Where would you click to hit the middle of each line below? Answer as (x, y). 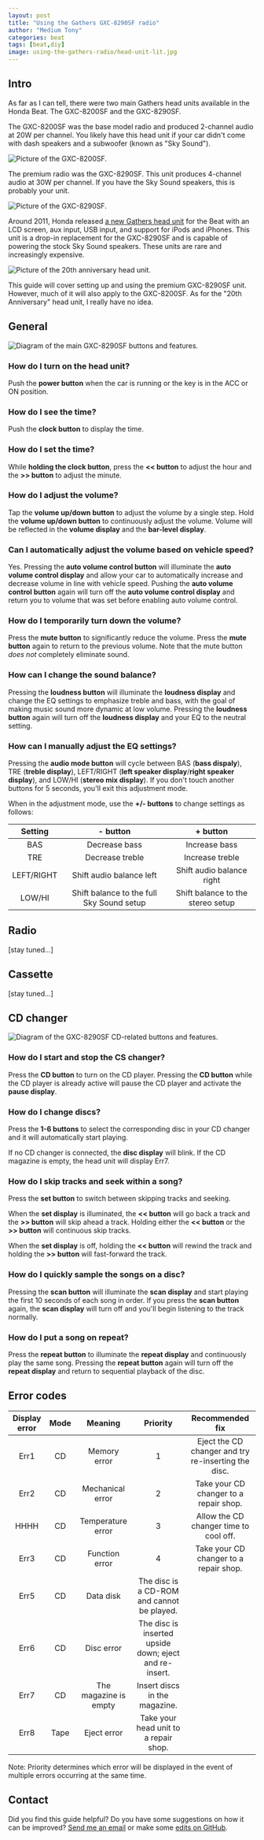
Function (104, 1553)
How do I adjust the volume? (63, 495)
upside (158, 1643)
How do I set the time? (51, 450)
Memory (103, 1451)
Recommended (220, 1418)
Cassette (31, 975)
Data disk (103, 1596)
